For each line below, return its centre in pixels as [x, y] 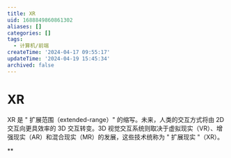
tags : [15, 39]
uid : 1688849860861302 [40, 20]
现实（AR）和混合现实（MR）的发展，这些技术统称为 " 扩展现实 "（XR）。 [118, 137]
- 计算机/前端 [31, 46]
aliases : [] [24, 26]
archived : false [31, 65]
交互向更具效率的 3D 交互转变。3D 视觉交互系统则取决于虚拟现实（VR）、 [112, 128]
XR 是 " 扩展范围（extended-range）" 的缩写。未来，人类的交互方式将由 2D [116, 119]
